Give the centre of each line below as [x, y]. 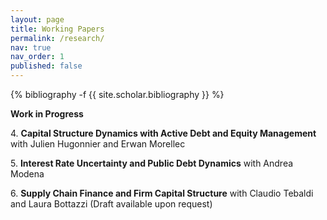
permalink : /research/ [57, 38]
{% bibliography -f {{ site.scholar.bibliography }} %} [117, 94]
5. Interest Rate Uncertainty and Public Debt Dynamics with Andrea [152, 163]
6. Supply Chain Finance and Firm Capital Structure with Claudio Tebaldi [162, 193]
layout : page [37, 19]
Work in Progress [47, 114]
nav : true [31, 47]
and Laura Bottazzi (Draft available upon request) [111, 204]
